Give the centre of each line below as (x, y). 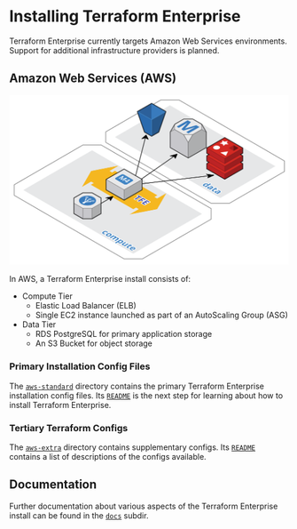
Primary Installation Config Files (80, 366)
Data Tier (39, 325)
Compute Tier (47, 296)
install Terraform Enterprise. (60, 405)
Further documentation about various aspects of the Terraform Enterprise (144, 506)
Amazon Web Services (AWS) (93, 79)
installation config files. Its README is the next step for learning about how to (146, 395)
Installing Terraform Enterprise (125, 16)
